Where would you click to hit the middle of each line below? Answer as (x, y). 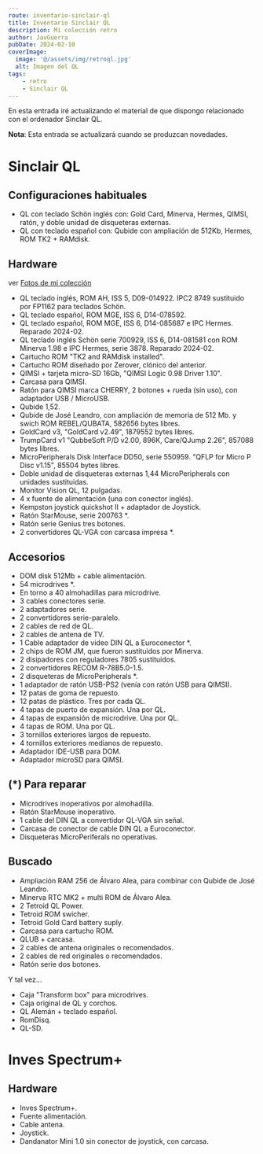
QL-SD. (31, 1028)
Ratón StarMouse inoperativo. (68, 812)
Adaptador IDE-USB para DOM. (70, 751)
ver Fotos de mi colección (50, 283)
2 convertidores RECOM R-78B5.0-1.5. (81, 668)
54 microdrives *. (47, 584)
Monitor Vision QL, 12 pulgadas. (71, 490)
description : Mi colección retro (63, 30)
